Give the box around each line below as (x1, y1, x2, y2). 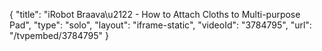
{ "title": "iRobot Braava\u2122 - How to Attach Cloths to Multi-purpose (9, 9, 301, 20)
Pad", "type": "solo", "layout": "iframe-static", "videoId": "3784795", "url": (9, 19, 312, 31)
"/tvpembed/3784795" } (9, 30, 109, 41)
